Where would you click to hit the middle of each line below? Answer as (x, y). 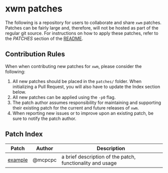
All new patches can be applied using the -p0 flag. (64, 97)
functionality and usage (89, 163)
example (18, 159)
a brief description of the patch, (99, 156)
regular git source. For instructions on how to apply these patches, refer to (82, 33)
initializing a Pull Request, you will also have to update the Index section (86, 86)
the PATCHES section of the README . (44, 38)
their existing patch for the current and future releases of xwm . (75, 107)
